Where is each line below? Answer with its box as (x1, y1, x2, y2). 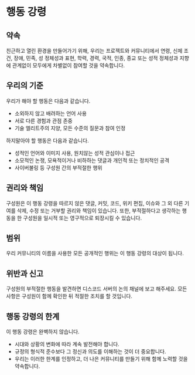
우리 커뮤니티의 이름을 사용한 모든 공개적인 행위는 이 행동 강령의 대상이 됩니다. (6, 250, 184, 257)
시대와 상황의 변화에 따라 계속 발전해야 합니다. (14, 341, 120, 348)
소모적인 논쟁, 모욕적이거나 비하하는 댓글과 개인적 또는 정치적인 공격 (14, 157, 170, 164)
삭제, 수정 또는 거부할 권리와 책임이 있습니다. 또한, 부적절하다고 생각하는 (16, 207, 181, 214)
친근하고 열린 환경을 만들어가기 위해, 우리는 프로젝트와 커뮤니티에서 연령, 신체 (6, 48, 183, 54)
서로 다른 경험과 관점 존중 (14, 117, 73, 124)
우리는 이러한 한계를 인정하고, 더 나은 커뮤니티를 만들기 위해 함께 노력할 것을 (14, 356, 189, 363)
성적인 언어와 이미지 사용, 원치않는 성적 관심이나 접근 (14, 149, 135, 156)
